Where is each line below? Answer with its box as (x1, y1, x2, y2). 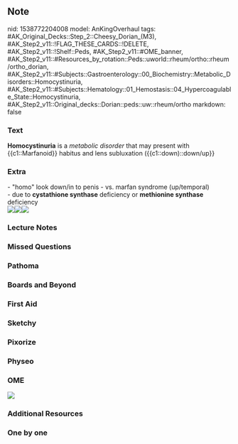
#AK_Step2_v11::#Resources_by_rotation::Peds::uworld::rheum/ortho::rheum (7, 55, 229, 63)
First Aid (7, 299, 38, 309)
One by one (7, 428, 48, 438)
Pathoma (7, 261, 39, 271)
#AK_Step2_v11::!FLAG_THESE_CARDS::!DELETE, (7, 39, 149, 48)
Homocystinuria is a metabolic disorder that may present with (7, 141, 190, 150)
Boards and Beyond (7, 280, 77, 290)
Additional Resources (7, 408, 83, 418)
